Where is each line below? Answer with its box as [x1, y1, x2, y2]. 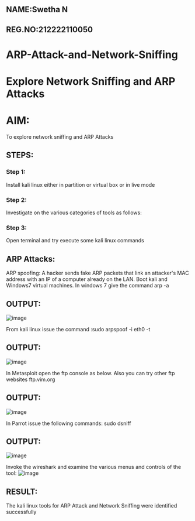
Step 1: [6, 168, 26, 176]
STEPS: [6, 150, 34, 160]
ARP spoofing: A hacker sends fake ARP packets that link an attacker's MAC [6, 269, 189, 277]
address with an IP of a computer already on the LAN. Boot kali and [6, 276, 168, 283]
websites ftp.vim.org [6, 376, 55, 383]
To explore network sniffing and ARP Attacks [6, 133, 114, 140]
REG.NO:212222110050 [6, 25, 93, 35]
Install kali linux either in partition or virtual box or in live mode [6, 181, 155, 188]
